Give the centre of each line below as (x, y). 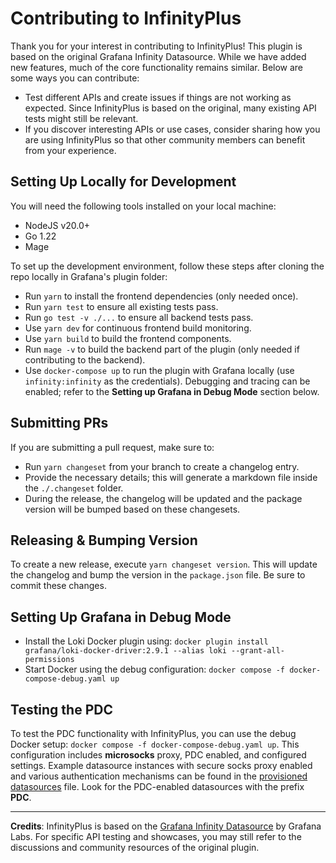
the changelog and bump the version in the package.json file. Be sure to (158, 575)
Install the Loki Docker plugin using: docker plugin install (146, 641)
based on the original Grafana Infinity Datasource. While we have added (158, 56)
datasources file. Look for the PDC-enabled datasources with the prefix (157, 786)
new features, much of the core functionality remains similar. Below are (157, 67)
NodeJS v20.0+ (57, 225)
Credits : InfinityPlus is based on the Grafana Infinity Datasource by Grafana (166, 826)
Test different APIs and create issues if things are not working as (158, 97)
